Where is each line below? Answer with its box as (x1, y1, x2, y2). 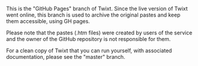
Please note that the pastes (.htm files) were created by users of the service (6, 29, 193, 36)
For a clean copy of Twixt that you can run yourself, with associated (6, 47, 172, 54)
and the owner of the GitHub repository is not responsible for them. (6, 36, 171, 42)
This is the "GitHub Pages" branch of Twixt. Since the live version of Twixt (6, 5, 188, 12)
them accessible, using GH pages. (6, 18, 90, 24)
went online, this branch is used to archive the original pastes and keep (6, 11, 181, 18)
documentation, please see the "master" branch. (6, 54, 125, 60)
